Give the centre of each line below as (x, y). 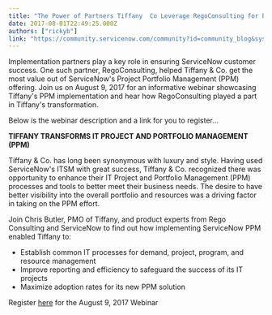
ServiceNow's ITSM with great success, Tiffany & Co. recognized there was (135, 169)
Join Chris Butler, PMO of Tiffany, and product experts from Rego (117, 219)
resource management (58, 261)
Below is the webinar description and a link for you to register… (113, 121)
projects (34, 278)
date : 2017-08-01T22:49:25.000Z (63, 24)
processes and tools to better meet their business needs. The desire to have (136, 187)
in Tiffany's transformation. (53, 105)
